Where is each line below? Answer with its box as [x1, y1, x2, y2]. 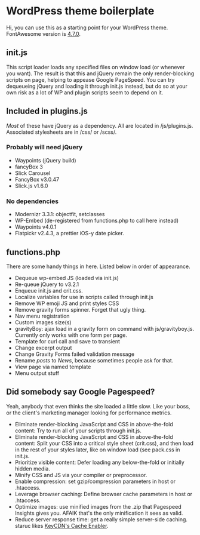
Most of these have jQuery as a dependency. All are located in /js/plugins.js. [6, 122, 193, 129]
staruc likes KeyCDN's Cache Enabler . [14, 522, 109, 529]
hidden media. [14, 465, 51, 472]
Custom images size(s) [14, 318, 72, 326]
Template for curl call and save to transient [14, 337, 121, 345]
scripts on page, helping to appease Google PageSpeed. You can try [6, 76, 175, 83]
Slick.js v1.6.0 [14, 182, 48, 189]
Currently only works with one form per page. [14, 331, 127, 339]
